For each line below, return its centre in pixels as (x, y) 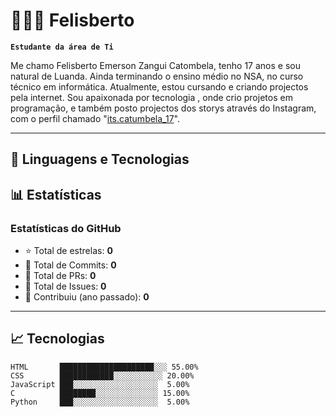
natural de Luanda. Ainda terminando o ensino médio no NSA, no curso (157, 76)
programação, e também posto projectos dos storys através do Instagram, (163, 108)
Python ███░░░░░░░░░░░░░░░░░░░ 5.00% (100, 402)
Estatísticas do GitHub (66, 228)
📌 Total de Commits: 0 (70, 265)
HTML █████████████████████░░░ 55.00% (104, 367)
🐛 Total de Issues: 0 (65, 286)
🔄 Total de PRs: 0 (60, 276)
